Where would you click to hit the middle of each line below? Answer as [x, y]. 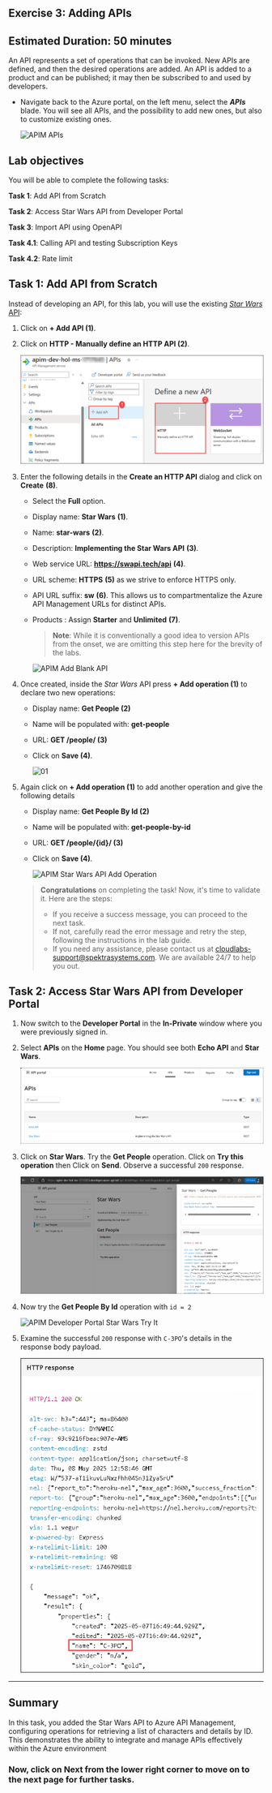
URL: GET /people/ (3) [70, 740]
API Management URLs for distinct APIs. [99, 604]
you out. [66, 965]
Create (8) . [39, 485]
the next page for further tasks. [72, 1779]
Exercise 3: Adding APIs [70, 13]
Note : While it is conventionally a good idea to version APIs [151, 635]
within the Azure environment [57, 1748]
